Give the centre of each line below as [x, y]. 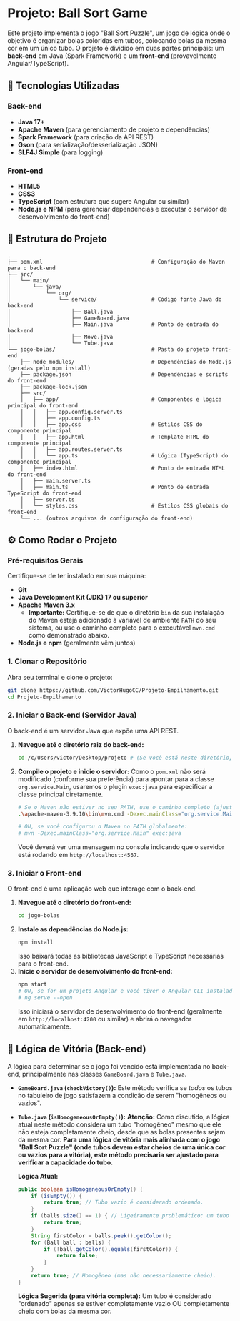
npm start [32, 984]
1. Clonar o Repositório [47, 661]
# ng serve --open [45, 998]
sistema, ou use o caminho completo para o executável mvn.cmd [122, 628]
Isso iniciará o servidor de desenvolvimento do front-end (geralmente [120, 1011]
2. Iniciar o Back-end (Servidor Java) [72, 715]
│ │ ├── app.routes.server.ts [71, 449]
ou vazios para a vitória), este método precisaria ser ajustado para [118, 1154]
